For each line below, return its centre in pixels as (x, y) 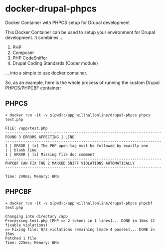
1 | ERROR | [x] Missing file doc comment (50, 154)
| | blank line (21, 150)
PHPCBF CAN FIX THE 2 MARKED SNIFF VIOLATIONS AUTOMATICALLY (70, 163)
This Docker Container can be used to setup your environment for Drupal (80, 32)
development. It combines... (34, 37)
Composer (23, 52)
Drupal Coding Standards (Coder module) (55, 63)
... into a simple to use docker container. (46, 72)
